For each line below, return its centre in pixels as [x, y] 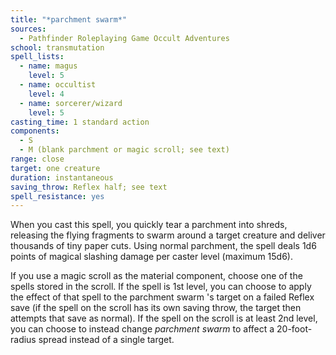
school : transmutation [57, 47]
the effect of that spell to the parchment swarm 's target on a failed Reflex [162, 297]
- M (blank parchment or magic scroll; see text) [124, 150]
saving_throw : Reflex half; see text [89, 187]
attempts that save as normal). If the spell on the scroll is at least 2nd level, [164, 318]
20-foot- [294, 329]
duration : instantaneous [62, 177]
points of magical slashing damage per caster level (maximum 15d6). [151, 257]
